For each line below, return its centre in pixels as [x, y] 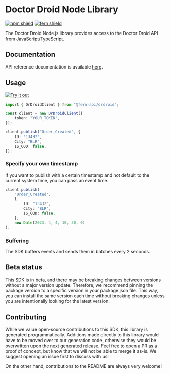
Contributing [26, 317]
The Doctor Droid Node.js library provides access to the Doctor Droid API [82, 33]
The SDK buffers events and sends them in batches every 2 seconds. [78, 251]
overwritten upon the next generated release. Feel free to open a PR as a [81, 346]
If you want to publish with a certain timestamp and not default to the [77, 175]
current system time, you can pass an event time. [57, 180]
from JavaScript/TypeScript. [35, 39]
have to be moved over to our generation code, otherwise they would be [81, 340]
